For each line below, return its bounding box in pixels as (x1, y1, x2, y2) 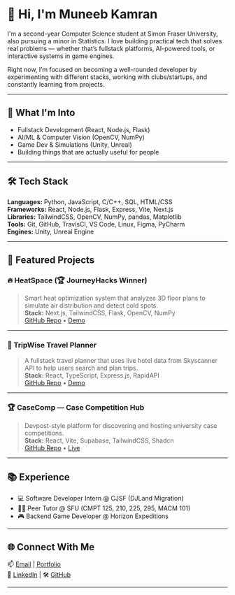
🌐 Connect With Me (7, 541, 95, 553)
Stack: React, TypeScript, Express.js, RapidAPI (24, 371, 159, 380)
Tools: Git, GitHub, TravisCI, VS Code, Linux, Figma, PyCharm (7, 220, 185, 228)
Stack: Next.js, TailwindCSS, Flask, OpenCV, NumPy (24, 309, 176, 317)
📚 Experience (7, 471, 70, 483)
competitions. (24, 429, 64, 437)
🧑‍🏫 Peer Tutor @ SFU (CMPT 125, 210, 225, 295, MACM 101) (17, 503, 191, 512)
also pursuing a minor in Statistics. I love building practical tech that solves (7, 36, 222, 45)
